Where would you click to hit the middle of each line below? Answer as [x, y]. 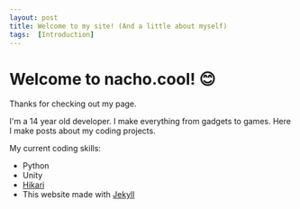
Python [36, 166]
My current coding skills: [55, 149]
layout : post [34, 18]
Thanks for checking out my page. [73, 104]
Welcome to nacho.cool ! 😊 [113, 79]
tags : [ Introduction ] [52, 34]
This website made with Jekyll [78, 195]
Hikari [33, 185]
